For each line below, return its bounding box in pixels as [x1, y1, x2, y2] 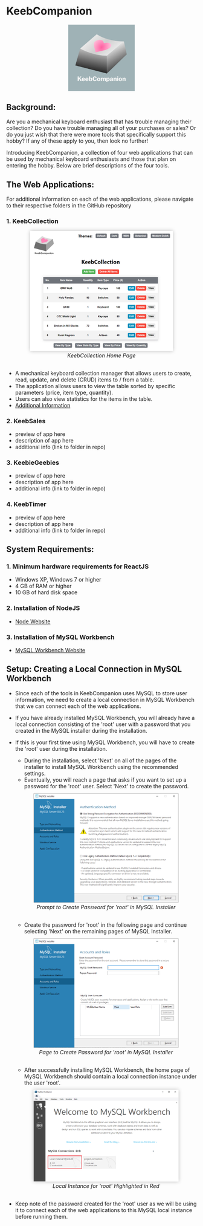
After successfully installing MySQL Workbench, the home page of [24, 1066, 190, 1074]
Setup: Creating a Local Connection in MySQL [6, 664, 182, 675]
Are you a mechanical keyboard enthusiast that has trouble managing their [6, 118, 192, 125]
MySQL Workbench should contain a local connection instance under [24, 1072, 197, 1080]
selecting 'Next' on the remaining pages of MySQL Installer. [24, 927, 173, 935]
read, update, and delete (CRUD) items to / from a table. [14, 376, 155, 383]
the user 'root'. [24, 1079, 61, 1086]
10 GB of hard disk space [14, 589, 78, 596]
